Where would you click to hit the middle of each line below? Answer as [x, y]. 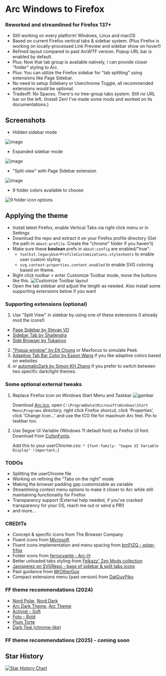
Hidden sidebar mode [35, 132]
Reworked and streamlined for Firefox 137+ [58, 25]
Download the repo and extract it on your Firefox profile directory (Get [84, 238]
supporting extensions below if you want [54, 291]
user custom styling [40, 259]
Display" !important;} [36, 450]
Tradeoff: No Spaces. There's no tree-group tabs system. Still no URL [84, 94]
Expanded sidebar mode [38, 152]
